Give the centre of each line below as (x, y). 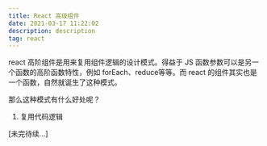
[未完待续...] (28, 134)
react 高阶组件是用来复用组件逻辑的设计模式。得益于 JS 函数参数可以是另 (130, 62)
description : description (52, 31)
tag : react (27, 38)
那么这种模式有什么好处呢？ (54, 100)
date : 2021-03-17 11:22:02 (54, 23)
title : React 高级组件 (44, 16)
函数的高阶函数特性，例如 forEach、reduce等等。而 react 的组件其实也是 (136, 73)
